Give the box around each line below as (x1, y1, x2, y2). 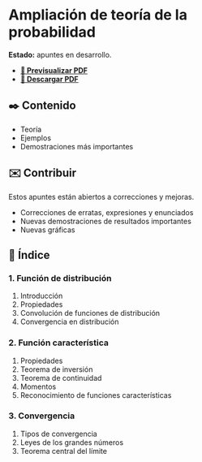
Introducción (19, 291, 63, 301)
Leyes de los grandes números (19, 437, 124, 447)
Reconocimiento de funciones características (19, 390, 172, 399)
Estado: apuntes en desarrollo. (8, 50, 112, 59)
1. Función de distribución (8, 272, 112, 283)
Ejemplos (19, 132, 51, 143)
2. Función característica (8, 337, 110, 348)
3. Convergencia (8, 410, 75, 421)
